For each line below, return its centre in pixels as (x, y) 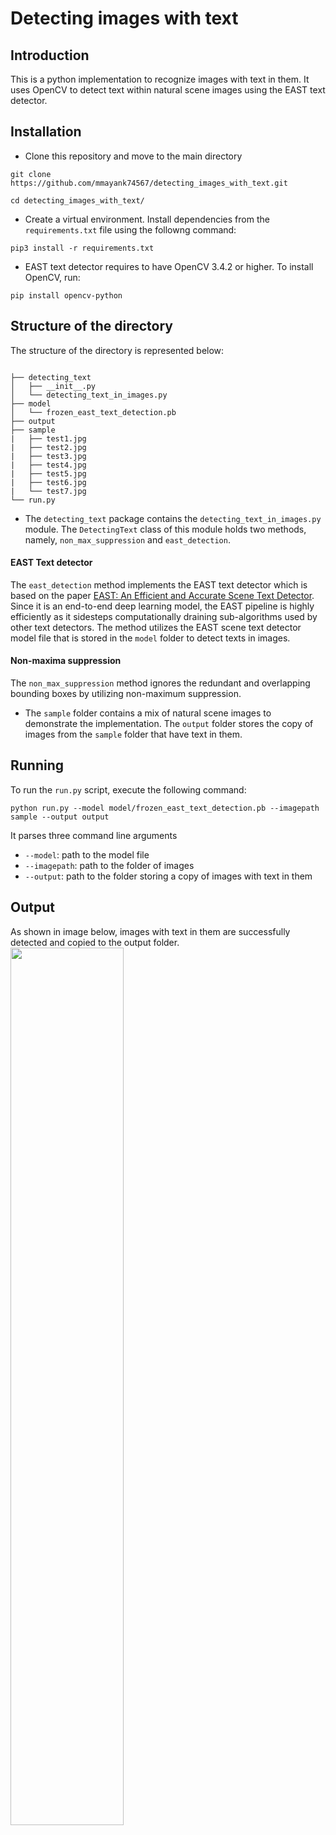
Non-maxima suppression (66, 661)
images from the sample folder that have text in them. (133, 734)
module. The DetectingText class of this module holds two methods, (165, 529)
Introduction (50, 55)
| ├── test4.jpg (48, 465)
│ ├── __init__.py (53, 386)
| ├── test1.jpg (48, 438)
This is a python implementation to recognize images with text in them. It (160, 79)
